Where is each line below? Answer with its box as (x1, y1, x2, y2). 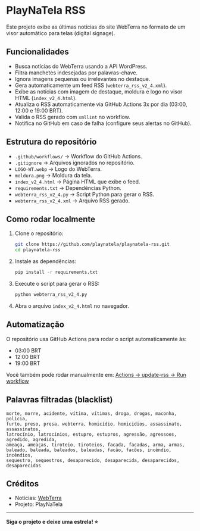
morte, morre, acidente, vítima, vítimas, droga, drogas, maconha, (6, 410, 177, 417)
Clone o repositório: (14, 230, 64, 237)
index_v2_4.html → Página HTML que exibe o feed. (14, 178, 140, 185)
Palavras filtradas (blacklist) (6, 395, 113, 405)
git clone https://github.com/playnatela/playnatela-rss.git (14, 242, 170, 248)
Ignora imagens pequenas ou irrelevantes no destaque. (14, 75, 151, 82)
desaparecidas (6, 463, 42, 468)
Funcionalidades (6, 47, 70, 57)
